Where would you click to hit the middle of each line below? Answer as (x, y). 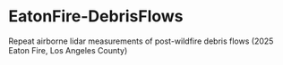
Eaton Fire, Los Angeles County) (68, 50)
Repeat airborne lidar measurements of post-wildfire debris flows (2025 (141, 41)
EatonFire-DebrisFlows (96, 16)
